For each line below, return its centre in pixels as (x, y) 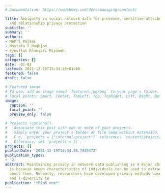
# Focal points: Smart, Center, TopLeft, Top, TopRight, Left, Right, (79, 96)
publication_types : (25, 156)
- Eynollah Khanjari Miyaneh (35, 50)
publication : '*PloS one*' (33, 183)
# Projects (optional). (29, 124)
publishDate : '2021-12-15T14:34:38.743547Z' (51, 151)
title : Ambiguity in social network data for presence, (63, 18)
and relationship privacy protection (48, 23)
